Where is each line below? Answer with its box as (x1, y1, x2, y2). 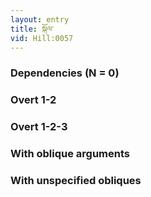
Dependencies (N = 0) (10, 66, 120, 80)
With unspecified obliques (10, 173, 142, 187)
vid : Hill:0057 (10, 33, 74, 43)
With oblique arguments (10, 147, 131, 161)
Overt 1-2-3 (10, 120, 68, 134)
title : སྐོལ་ (10, 24, 55, 34)
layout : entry (10, 14, 70, 25)
